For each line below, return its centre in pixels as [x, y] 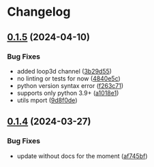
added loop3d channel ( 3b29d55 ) [64, 71]
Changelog [39, 12]
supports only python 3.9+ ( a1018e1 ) [68, 93]
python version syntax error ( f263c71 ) [70, 85]
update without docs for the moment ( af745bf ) [82, 156]
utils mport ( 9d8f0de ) [47, 100]
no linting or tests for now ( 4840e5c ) [68, 78]
